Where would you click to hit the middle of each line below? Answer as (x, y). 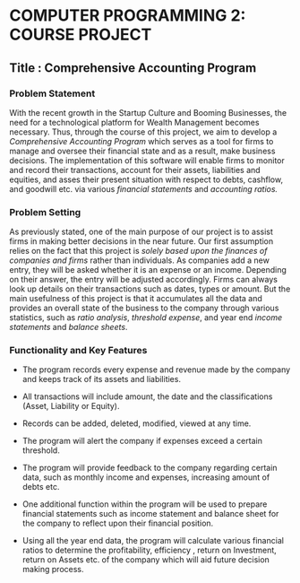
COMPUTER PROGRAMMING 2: (128, 16)
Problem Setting (45, 212)
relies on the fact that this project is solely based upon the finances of (138, 251)
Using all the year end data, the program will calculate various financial (153, 541)
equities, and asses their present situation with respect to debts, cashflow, (146, 179)
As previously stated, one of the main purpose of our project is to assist (141, 232)
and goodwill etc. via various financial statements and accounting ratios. (144, 188)
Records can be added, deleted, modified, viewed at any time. (137, 423)
